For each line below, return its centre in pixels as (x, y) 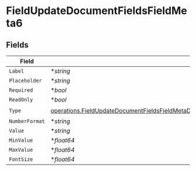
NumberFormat (27, 121)
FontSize (21, 159)
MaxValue (21, 150)
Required (21, 90)
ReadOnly (21, 100)
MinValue (21, 140)
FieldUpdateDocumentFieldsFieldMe (97, 11)
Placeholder (26, 81)
